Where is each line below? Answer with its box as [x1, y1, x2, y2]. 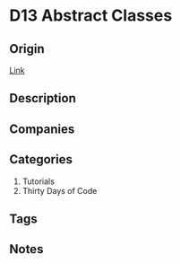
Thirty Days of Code [22, 185, 98, 196]
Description [9, 91, 76, 106]
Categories [9, 152, 73, 167]
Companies [9, 121, 75, 136]
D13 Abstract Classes [9, 5, 173, 26]
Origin [9, 41, 45, 57]
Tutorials [22, 176, 56, 187]
